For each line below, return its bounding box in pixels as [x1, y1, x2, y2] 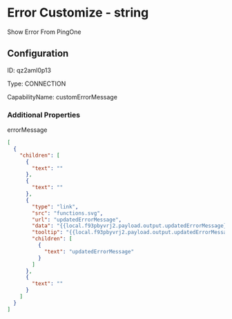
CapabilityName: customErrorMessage [7, 93, 117, 101]
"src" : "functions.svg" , [32, 209, 104, 217]
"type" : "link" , [32, 203, 79, 210]
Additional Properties [7, 110, 81, 119]
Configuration [7, 48, 69, 59]
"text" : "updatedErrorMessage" [43, 248, 135, 255]
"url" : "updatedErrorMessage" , [32, 216, 122, 223]
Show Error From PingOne [7, 28, 81, 36]
